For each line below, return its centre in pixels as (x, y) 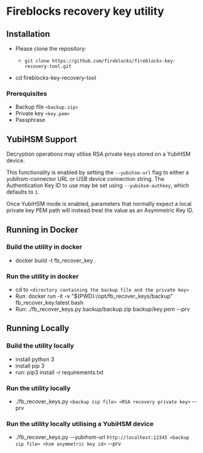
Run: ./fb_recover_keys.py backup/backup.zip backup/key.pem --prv (102, 309)
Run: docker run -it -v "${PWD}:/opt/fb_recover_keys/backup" (94, 296)
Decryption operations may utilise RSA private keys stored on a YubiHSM (99, 154)
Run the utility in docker (43, 276)
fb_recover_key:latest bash (49, 303)
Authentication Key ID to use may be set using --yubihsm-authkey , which (98, 186)
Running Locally (38, 328)
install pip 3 (30, 365)
